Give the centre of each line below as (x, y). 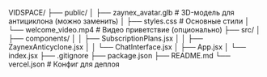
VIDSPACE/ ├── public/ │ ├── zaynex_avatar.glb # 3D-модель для (121, 13)
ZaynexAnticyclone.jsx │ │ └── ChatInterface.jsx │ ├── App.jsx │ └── (127, 47)
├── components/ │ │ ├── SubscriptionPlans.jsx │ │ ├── (106, 38)
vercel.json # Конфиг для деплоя (64, 64)
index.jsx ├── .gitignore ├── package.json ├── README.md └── (119, 56)
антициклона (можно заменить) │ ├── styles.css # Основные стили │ (129, 21)
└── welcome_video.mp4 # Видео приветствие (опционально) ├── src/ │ (135, 30)
